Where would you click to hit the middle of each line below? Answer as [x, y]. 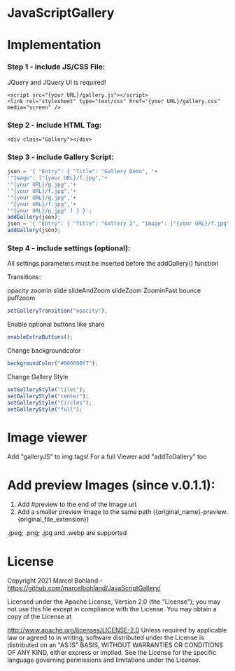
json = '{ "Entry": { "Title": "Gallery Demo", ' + [83, 172]
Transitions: [24, 277]
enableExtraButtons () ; [40, 337]
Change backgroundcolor [44, 351]
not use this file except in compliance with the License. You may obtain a [112, 609]
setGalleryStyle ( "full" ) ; [45, 409]
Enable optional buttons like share [56, 325]
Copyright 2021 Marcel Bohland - [55, 581]
